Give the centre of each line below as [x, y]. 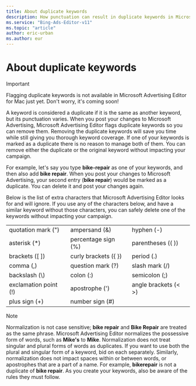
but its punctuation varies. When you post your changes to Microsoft [88, 119]
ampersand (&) [91, 230]
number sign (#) [92, 301]
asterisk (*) [25, 243]
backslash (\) [27, 275]
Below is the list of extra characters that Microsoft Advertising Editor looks [95, 197]
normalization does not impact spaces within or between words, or [86, 358]
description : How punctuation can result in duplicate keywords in [90, 17]
